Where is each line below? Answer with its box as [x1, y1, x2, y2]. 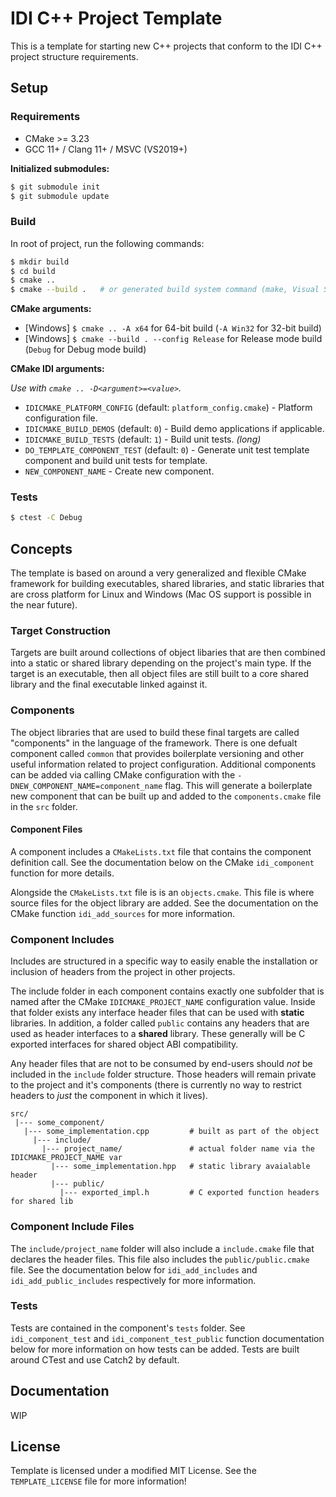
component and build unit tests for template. [24, 455, 208, 467]
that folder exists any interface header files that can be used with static [10, 1007, 305, 1019]
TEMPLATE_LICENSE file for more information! [10, 1475, 187, 1487]
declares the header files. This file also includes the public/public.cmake [10, 1253, 310, 1265]
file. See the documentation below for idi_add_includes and [10, 1263, 258, 1276]
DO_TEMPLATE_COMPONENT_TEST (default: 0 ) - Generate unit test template [24, 444, 310, 456]
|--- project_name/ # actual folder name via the [41, 1144, 315, 1154]
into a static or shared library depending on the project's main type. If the [10, 657, 312, 669]
